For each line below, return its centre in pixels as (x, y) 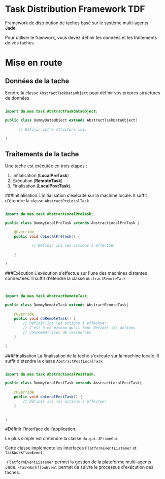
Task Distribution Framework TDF (75, 9)
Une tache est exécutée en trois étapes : (46, 166)
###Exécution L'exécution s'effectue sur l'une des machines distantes (76, 273)
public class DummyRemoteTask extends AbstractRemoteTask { (67, 305)
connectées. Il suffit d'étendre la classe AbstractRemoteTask (66, 278)
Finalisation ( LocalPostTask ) (41, 186)
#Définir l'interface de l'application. (41, 429)
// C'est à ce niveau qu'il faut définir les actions (79, 328)
